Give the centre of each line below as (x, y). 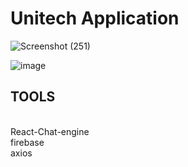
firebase (27, 142)
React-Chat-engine (50, 131)
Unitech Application (95, 18)
